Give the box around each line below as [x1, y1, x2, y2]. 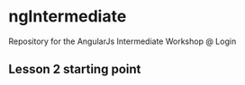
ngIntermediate [8, 6, 127, 27]
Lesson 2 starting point [8, 62, 141, 77]
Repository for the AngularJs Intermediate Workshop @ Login [8, 36, 237, 47]
